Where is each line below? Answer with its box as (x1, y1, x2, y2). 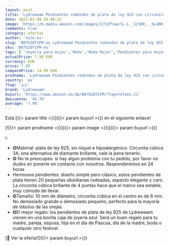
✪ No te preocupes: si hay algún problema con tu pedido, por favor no (12, 156, 158, 162)
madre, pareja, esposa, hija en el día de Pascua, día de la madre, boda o (12, 220, 162, 226)
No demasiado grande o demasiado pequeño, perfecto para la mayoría (12, 199, 160, 205)
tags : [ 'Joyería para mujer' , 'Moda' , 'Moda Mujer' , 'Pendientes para (5, 49, 152, 54)
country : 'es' (5, 78, 35, 83)
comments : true (5, 26, 37, 31)
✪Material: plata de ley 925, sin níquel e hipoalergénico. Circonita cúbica (12, 145, 163, 151)
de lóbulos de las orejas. (12, 204, 63, 210)
